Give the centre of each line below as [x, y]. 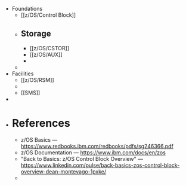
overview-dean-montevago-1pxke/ [63, 171]
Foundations [27, 9]
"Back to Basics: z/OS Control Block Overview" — [82, 158]
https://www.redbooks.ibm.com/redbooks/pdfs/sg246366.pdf [97, 146]
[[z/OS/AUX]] [46, 54]
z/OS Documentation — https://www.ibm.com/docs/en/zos [93, 153]
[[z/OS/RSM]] [38, 80]
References [41, 123]
